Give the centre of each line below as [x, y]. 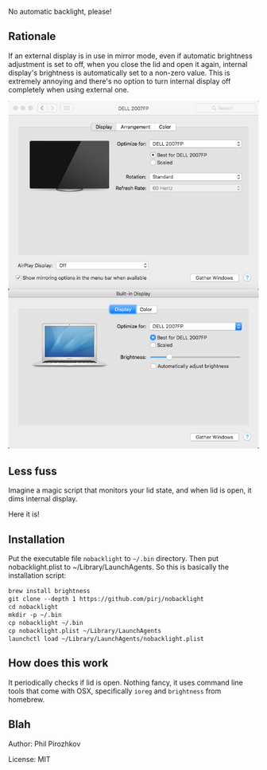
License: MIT [29, 759]
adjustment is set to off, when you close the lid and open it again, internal [128, 64]
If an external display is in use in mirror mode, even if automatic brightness [130, 56]
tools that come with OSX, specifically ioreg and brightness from [115, 691]
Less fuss [33, 471]
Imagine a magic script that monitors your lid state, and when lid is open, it [130, 490]
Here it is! [24, 514]
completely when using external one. [69, 89]
